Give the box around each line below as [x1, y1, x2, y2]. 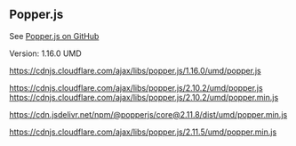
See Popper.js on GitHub [9, 30, 100, 41]
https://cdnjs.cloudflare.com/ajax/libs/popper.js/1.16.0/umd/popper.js [9, 65, 261, 76]
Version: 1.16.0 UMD [9, 48, 82, 59]
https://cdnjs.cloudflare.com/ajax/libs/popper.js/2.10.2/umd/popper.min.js [9, 92, 279, 102]
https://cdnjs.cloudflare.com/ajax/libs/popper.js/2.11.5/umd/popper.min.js [9, 126, 277, 137]
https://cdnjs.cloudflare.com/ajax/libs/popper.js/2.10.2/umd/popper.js [9, 82, 264, 93]
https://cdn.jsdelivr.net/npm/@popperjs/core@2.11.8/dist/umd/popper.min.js [9, 109, 288, 119]
